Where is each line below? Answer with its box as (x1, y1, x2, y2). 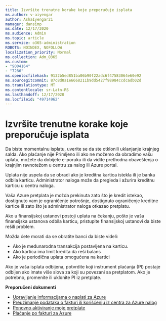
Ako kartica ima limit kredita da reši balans (12, 249, 101, 255)
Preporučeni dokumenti (5, 284, 57, 291)
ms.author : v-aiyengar (5, 12, 53, 17)
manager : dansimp (5, 21, 42, 27)
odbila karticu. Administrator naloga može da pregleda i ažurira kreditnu (5, 177, 155, 184)
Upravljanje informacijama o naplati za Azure (12, 294, 106, 300)
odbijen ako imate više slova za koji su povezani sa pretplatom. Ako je (5, 269, 150, 276)
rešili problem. (5, 223, 35, 230)
